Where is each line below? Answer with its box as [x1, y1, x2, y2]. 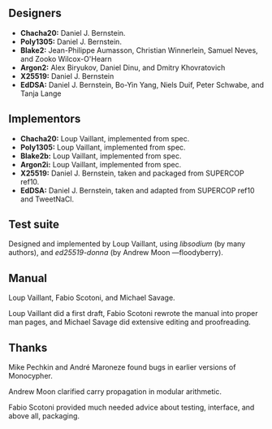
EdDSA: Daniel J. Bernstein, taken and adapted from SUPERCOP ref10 [19, 185, 255, 195]
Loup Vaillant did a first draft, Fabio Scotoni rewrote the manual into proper [8, 309, 258, 318]
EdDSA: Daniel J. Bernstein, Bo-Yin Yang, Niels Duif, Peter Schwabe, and [19, 80, 265, 89]
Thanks [8, 340, 48, 354]
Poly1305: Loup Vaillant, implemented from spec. [19, 142, 186, 152]
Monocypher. [8, 371, 53, 381]
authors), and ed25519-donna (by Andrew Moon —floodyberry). [8, 248, 223, 258]
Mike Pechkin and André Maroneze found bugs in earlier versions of [8, 362, 236, 372]
